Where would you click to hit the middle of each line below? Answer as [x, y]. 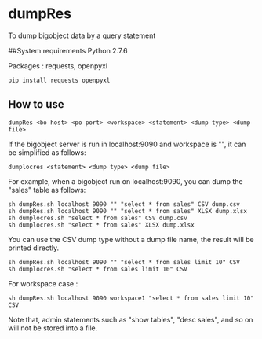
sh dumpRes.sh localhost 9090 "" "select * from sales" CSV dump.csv [124, 204]
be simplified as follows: [47, 152]
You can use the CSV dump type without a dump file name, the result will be [131, 239]
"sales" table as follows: [47, 190]
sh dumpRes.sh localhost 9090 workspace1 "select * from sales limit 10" [131, 298]
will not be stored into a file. [53, 328]
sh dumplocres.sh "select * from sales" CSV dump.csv [98, 218]
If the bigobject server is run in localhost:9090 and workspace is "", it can [127, 144]
